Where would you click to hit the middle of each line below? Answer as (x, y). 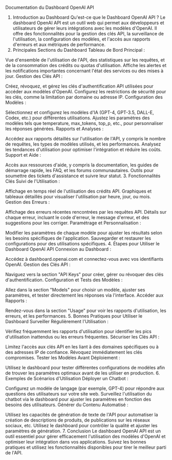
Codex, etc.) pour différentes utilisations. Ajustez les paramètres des (78, 118)
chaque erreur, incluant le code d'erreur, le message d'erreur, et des (77, 217)
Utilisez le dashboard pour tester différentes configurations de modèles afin (85, 368)
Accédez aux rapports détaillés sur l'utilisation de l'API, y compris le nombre (85, 139)
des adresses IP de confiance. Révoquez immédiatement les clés (74, 352)
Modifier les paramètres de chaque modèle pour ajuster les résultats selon (84, 233)
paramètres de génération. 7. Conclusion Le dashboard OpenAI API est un (83, 431)
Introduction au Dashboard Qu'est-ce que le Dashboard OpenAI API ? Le (89, 17)
